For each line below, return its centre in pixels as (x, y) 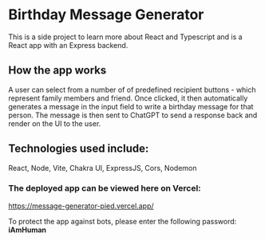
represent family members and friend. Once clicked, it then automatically (128, 98)
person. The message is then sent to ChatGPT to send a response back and (133, 115)
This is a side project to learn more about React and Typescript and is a (125, 37)
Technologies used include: (79, 149)
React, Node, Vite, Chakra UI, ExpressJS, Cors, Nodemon (103, 168)
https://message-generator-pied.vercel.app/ (81, 206)
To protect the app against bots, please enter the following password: (123, 221)
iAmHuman (27, 230)
